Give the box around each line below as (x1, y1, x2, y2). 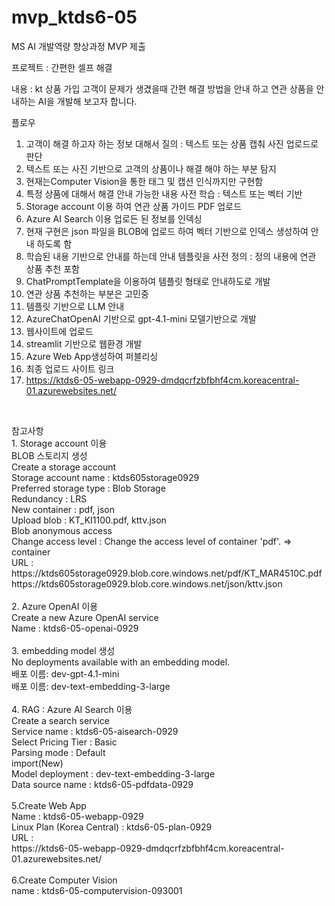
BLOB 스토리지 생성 (11, 449, 88, 461)
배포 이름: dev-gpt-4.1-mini (11, 667, 120, 680)
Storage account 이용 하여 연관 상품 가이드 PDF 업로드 (25, 200, 243, 212)
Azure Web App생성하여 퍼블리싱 (25, 350, 159, 362)
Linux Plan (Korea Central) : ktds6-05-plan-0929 (11, 821, 213, 833)
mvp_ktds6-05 (11, 6, 138, 29)
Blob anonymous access (11, 524, 113, 536)
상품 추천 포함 (25, 262, 80, 275)
